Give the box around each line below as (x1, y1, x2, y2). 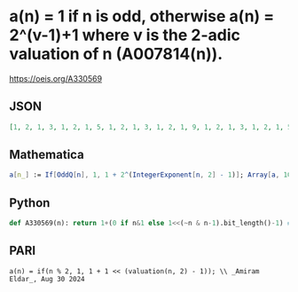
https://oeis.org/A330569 (9, 73, 103, 83)
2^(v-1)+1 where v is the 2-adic (9, 25, 241, 45)
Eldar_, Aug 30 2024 (9, 274, 86, 283)
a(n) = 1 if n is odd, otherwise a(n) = (9, 6, 275, 27)
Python (9, 195, 51, 210)
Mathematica (9, 147, 84, 162)
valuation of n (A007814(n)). (9, 44, 223, 64)
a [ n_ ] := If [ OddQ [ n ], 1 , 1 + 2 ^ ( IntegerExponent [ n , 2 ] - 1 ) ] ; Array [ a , (9, 170, 280, 179)
